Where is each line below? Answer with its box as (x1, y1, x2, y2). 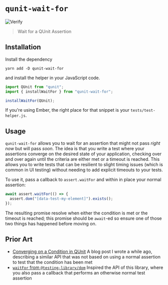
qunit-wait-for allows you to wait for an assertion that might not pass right (5, 140, 160, 146)
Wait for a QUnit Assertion (17, 28, 72, 34)
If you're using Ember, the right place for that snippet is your (5, 107, 129, 113)
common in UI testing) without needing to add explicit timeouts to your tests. (5, 167, 163, 173)
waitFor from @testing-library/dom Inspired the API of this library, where (12, 264, 163, 270)
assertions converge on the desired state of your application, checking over (5, 151, 162, 157)
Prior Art (5, 235, 33, 244)
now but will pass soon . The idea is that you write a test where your (5, 146, 144, 152)
